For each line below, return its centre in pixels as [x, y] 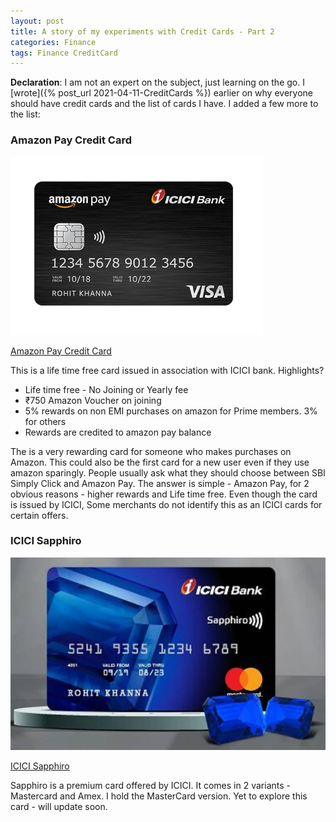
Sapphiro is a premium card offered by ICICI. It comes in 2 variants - [150, 786]
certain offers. [39, 515]
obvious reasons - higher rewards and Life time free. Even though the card [164, 494]
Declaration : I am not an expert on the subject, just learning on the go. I [157, 82]
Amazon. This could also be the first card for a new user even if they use [160, 462]
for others [45, 421]
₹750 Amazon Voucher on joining [93, 400]
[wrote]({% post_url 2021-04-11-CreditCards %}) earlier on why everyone [161, 93]
